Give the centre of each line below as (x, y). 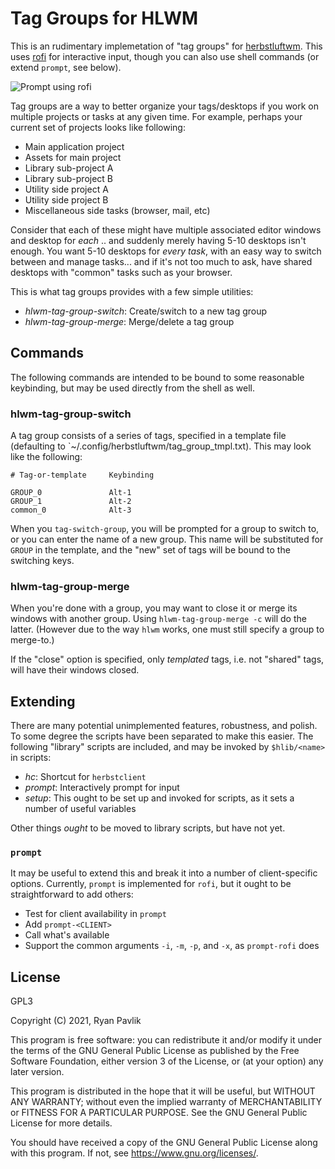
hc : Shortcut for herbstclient (85, 777)
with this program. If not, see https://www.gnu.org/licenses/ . (134, 1153)
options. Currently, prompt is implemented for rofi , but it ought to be (151, 884)
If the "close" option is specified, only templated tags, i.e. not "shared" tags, (167, 659)
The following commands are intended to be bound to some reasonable (157, 377)
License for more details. (61, 1123)
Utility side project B (66, 199)
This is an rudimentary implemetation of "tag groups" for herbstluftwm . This (166, 46)
